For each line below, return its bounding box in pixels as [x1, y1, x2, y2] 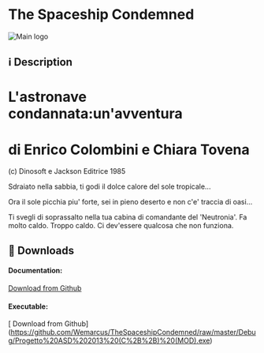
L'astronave [8, 88, 87, 106]
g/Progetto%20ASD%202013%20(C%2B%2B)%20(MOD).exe [8, 336, 210, 345]
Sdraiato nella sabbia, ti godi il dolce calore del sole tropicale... [8, 182, 211, 191]
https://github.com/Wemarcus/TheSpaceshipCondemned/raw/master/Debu [10, 328, 256, 337]
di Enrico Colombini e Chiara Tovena [8, 141, 250, 159]
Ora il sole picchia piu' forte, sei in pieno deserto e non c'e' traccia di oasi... [8, 197, 253, 207]
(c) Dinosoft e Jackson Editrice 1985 [8, 167, 126, 176]
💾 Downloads [8, 243, 75, 257]
